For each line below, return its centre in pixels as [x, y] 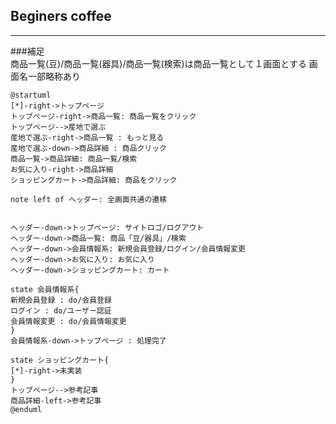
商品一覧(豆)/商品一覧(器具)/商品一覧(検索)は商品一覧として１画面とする [158, 63]
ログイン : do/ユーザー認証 [61, 310]
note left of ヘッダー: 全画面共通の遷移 [89, 199]
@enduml [26, 409]
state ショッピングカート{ [60, 360]
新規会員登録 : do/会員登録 [61, 300]
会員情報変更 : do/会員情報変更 [68, 321]
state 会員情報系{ [45, 289]
